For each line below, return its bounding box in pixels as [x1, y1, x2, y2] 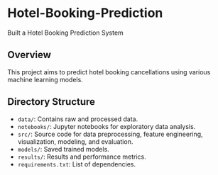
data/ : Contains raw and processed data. [17, 115, 138, 123]
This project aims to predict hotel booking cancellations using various [7, 67, 211, 76]
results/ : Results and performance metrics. [17, 152, 147, 161]
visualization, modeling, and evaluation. [17, 137, 133, 146]
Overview [7, 49, 52, 61]
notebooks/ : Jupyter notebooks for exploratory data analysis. [17, 122, 196, 130]
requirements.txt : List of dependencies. [17, 159, 136, 168]
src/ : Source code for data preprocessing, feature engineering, [17, 130, 204, 138]
